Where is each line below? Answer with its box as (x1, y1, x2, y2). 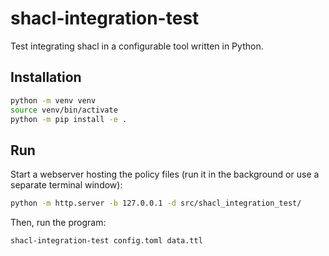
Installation (10, 69, 82, 86)
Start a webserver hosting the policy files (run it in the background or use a (10, 168, 320, 181)
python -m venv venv (10, 95, 97, 106)
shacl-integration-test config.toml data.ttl (10, 236, 203, 246)
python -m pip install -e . (10, 114, 128, 124)
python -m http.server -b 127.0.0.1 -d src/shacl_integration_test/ (10, 198, 302, 209)
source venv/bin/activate (10, 105, 118, 115)
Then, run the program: (10, 217, 107, 229)
